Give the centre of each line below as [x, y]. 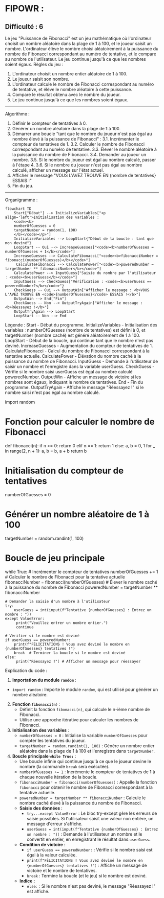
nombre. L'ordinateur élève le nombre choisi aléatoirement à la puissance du [82, 49]
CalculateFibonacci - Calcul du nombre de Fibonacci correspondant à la [77, 351]
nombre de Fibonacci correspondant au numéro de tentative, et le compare [81, 54]
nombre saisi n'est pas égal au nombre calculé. [52, 392]
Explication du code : [26, 670]
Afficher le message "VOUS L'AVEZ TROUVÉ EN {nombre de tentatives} [84, 175]
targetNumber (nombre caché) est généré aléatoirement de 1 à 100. [73, 335]
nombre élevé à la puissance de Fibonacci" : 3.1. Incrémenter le [76, 139]
